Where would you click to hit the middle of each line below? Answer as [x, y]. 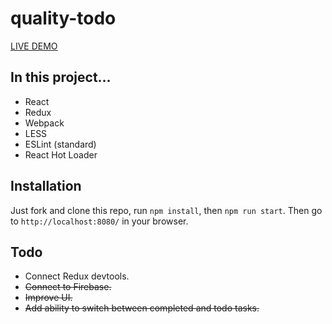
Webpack [44, 123]
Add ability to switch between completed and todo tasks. [142, 308]
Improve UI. [48, 298]
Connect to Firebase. [68, 287]
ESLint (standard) [60, 144]
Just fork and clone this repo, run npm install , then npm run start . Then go [166, 210]
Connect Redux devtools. [77, 276]
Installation [46, 186]
